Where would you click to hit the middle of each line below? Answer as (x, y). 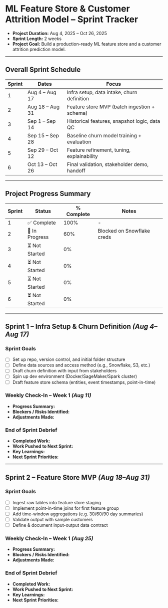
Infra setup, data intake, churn (102, 92)
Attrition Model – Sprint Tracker (72, 19)
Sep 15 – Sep (43, 135)
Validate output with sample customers (52, 520)
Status (43, 211)
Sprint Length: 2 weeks (37, 39)
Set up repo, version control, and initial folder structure (69, 359)
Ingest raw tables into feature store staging (57, 502)
